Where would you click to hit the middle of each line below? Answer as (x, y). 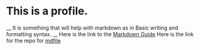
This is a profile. (47, 11)
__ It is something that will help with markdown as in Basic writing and (92, 28)
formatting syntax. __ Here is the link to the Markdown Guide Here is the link (100, 34)
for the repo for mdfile (34, 40)
